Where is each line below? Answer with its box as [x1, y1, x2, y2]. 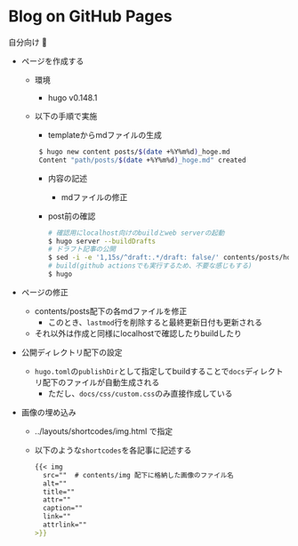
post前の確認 [47, 211, 96, 221]
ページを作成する [20, 55, 85, 66]
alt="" [42, 478, 68, 488]
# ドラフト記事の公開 [47, 245, 117, 254]
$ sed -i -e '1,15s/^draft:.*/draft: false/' [47, 253, 220, 262]
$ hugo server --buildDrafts [47, 237, 157, 245]
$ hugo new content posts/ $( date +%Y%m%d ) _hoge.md [38, 147, 230, 157]
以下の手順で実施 [34, 110, 98, 121]
